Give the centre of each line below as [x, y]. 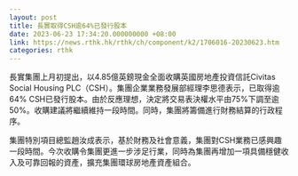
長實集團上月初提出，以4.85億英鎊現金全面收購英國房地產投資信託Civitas [143, 77]
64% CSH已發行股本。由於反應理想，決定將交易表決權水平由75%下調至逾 [144, 100]
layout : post [33, 17]
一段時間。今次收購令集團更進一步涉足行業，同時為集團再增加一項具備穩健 [145, 151]
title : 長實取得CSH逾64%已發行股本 [68, 26]
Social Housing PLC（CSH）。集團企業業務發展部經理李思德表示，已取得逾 [145, 88]
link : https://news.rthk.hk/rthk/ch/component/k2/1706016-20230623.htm [144, 42]
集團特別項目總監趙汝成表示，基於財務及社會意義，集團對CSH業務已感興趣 [145, 140]
